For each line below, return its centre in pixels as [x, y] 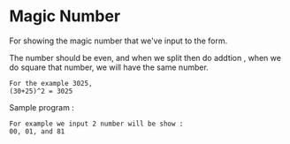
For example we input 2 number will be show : [96, 124]
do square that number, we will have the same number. [109, 67]
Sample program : [42, 107]
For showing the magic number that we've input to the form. [118, 41]
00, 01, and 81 [37, 131]
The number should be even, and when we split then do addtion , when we [145, 57]
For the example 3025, [51, 83]
